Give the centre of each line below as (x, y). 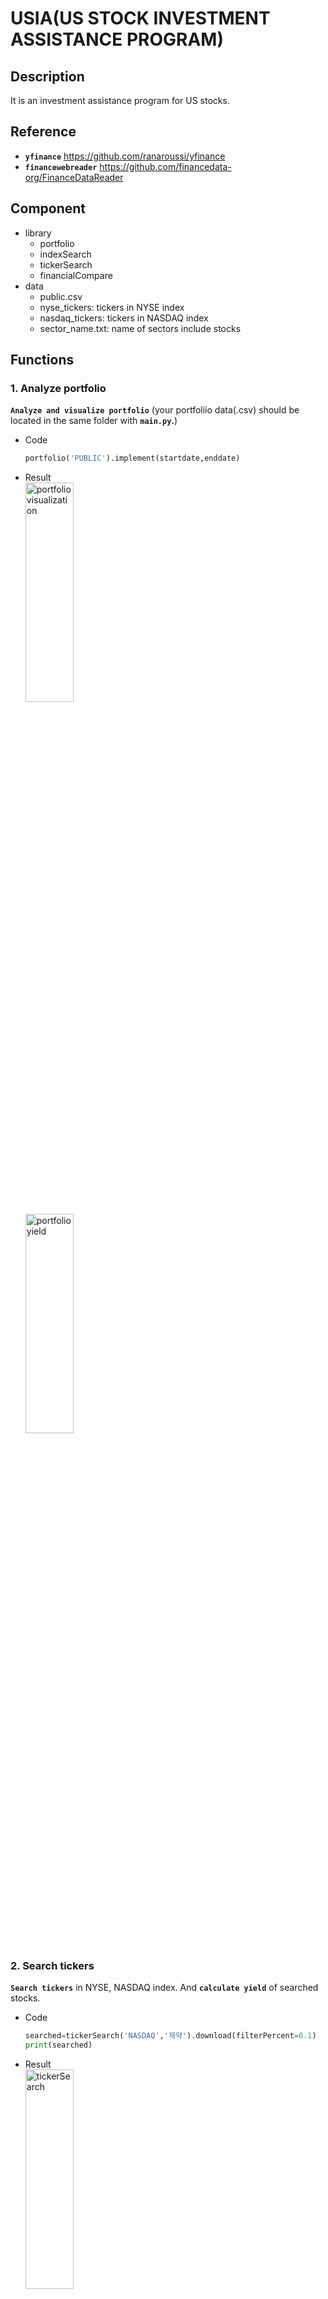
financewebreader (61, 167)
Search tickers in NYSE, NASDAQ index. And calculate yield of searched (164, 1988)
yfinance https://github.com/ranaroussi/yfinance (125, 156)
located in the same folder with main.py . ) (94, 421)
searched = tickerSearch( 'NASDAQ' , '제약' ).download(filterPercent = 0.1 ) (170, 2036)
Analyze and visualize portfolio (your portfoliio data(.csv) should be (155, 410)
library (38, 233)
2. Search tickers (52, 1966)
